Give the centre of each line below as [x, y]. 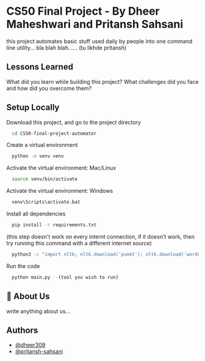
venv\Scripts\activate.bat [46, 202]
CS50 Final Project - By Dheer [83, 11]
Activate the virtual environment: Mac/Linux [61, 168]
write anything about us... [38, 311]
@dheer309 [30, 345]
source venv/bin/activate [45, 179]
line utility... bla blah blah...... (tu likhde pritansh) [67, 48]
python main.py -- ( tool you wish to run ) [65, 277]
